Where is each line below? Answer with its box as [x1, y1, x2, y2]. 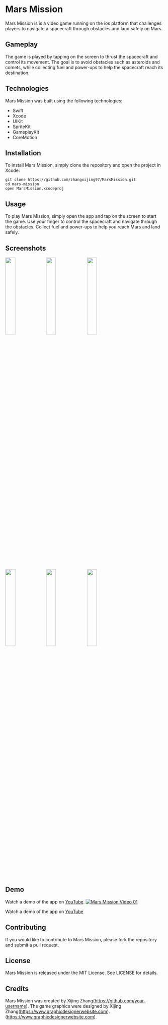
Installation [5, 149, 41, 157]
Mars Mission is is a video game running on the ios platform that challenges [5, 20, 162, 26]
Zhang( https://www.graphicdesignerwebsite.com [5, 1008, 107, 1014]
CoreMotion [12, 134, 38, 140]
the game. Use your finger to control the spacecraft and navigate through [5, 218, 157, 225]
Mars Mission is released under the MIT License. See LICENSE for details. [5, 970, 158, 976]
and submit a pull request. [5, 942, 59, 948]
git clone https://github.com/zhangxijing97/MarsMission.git [5, 177, 136, 183]
